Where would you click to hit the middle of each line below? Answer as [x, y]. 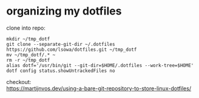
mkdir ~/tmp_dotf [28, 39]
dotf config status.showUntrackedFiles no [61, 71]
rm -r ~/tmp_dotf [28, 60]
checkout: [19, 82]
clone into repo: [26, 28]
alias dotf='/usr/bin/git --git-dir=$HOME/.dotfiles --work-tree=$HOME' [100, 65]
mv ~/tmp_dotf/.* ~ [31, 55]
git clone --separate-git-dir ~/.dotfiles [61, 44]
